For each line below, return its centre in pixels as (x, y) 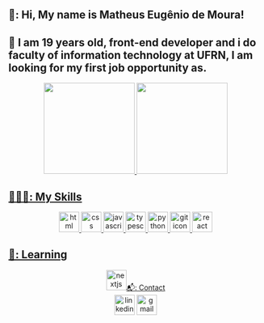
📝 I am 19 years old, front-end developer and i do (132, 42)
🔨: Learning (38, 255)
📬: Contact (146, 287)
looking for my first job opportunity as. (108, 68)
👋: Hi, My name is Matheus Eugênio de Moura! (126, 15)
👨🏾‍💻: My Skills (45, 196)
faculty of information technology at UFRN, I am (131, 55)
